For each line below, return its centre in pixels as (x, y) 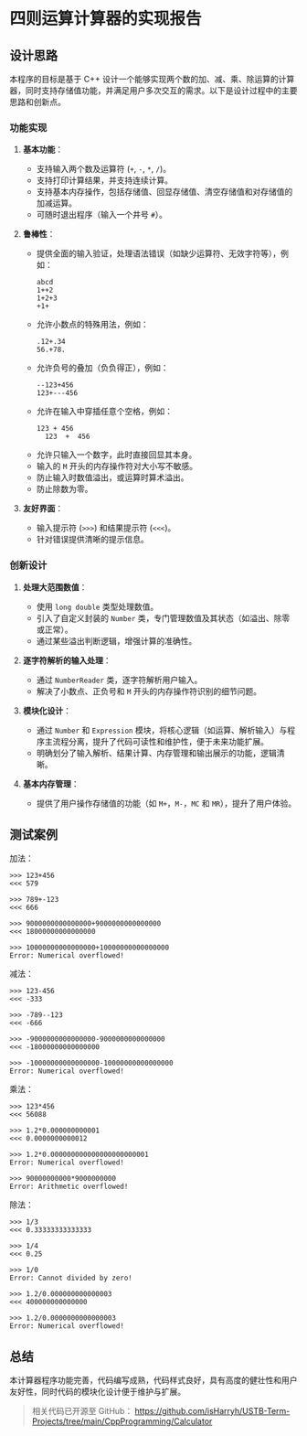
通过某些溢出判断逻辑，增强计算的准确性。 (116, 640)
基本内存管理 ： (51, 784)
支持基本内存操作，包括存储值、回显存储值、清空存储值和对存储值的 (164, 192)
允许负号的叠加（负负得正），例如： (102, 368)
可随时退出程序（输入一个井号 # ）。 (101, 215)
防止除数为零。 (64, 489)
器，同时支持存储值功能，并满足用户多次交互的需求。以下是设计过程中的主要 (153, 91)
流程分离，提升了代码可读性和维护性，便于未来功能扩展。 (161, 741)
